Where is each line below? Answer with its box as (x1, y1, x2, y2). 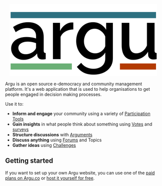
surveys (12, 126, 29, 132)
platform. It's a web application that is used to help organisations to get (5, 86, 150, 92)
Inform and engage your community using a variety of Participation (12, 111, 151, 117)
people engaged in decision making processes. (5, 91, 102, 97)
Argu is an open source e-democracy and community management (5, 81, 142, 87)
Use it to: (5, 101, 24, 107)
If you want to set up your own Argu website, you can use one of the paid (5, 170, 155, 176)
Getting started (5, 157, 54, 165)
